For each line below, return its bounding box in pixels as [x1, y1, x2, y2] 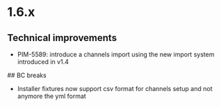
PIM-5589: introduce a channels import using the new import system [17, 50, 215, 58]
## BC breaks [7, 71, 47, 79]
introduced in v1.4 [17, 58, 69, 66]
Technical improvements [7, 32, 117, 44]
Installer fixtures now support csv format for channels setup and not [17, 85, 213, 92]
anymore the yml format [17, 92, 87, 100]
